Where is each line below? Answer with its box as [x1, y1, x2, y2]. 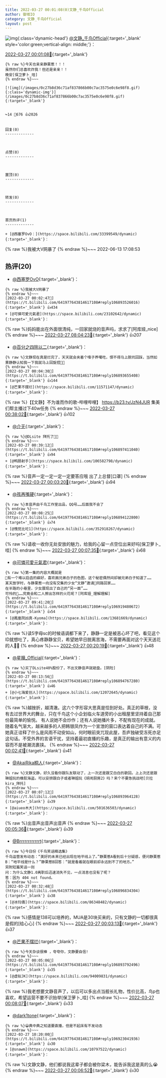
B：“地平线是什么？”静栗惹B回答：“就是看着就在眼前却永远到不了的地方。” [5, 859, 134, 865]
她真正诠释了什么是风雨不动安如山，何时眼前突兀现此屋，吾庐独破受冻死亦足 [5, 730, 161, 736]
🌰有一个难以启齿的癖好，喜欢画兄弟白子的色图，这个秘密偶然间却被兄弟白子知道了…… [5, 575, 152, 580]
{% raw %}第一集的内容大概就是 [5, 570, 62, 575]
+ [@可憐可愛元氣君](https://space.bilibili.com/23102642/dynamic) [5, 312, 142, 317]
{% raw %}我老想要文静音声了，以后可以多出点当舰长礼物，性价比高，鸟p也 [5, 988, 160, 994]
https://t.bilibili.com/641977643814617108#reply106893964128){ [5, 794, 140, 799]
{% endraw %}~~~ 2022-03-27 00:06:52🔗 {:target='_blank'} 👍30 [5, 1068, 139, 1074]
